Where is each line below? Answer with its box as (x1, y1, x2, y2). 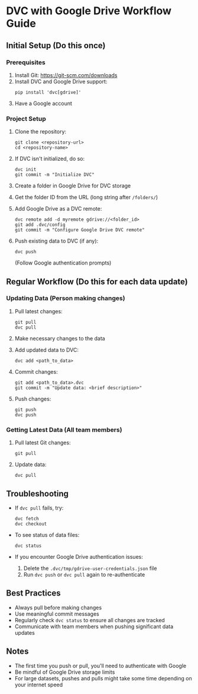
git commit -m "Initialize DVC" (14, 172, 95, 178)
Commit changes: (14, 368, 58, 375)
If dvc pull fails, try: (14, 504, 64, 511)
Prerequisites (6, 58, 46, 66)
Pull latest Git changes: (14, 439, 71, 446)
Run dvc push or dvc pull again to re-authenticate (23, 571, 145, 578)
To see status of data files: (14, 531, 80, 538)
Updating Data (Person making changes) (6, 294, 125, 303)
